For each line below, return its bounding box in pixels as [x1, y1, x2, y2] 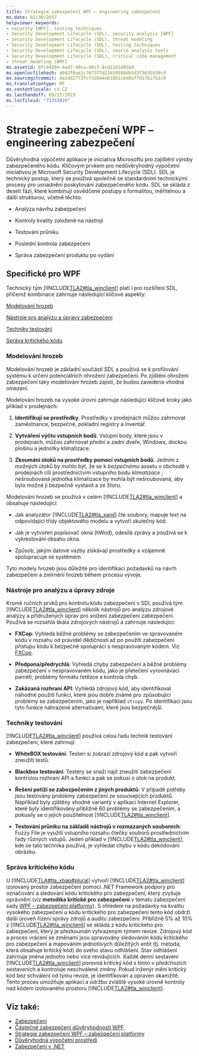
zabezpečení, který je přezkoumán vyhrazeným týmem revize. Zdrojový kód [6, 927, 192, 934]
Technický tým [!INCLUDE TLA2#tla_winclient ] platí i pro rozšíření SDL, [6, 285, 178, 292]
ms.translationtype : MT [6, 81, 65, 87]
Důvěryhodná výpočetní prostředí [14, 1036, 97, 1044]
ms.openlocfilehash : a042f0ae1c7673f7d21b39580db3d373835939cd [6, 70, 166, 76]
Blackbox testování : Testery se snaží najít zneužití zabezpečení [14, 768, 172, 776]
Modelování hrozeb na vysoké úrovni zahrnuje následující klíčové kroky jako [6, 396, 192, 403]
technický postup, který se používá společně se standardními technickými [6, 174, 188, 182]
